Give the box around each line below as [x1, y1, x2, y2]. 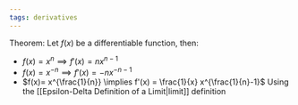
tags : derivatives [9, 12, 78, 22]
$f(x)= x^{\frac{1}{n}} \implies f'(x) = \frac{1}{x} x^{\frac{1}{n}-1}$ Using [21, 77, 289, 87]
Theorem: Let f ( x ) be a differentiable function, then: [9, 37, 199, 48]
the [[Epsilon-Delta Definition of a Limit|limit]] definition [21, 85, 226, 96]
